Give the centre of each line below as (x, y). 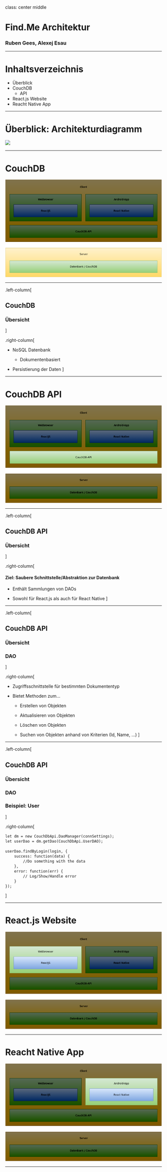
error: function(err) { (39, 871)
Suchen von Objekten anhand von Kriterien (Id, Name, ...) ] (80, 735)
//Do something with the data (54, 861)
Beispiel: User (22, 806)
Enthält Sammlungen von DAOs (44, 589)
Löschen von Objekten (43, 725)
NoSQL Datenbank (31, 350)
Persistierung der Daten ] (38, 369)
